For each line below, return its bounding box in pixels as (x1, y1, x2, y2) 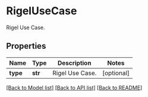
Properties (6, 41, 46, 51)
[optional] (102, 68, 130, 77)
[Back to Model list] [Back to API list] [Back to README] (6, 84, 143, 91)
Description (57, 58, 92, 67)
